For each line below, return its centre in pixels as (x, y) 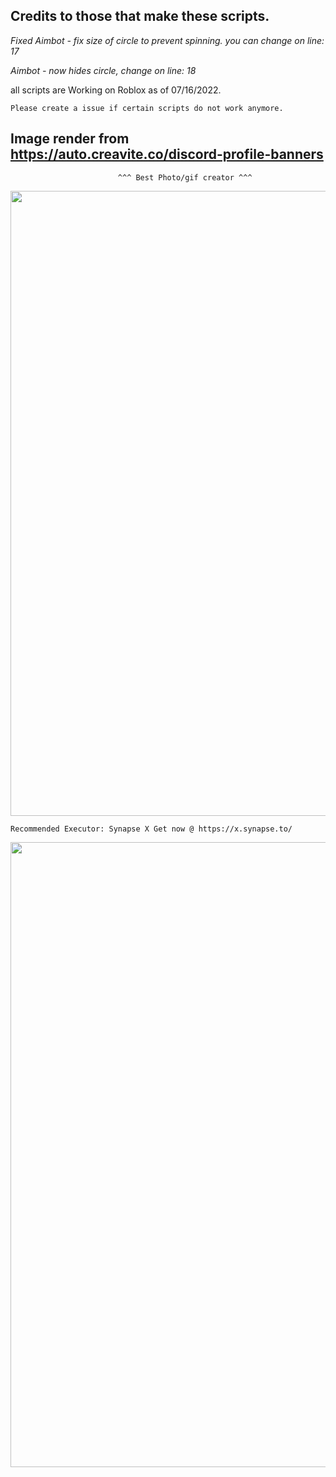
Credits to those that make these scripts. (140, 16)
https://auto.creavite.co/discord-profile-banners (167, 154)
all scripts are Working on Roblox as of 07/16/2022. (116, 90)
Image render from (70, 139)
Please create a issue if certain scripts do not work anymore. (147, 108)
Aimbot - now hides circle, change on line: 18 (103, 70)
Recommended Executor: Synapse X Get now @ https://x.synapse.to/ (151, 829)
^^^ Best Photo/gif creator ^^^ (185, 177)
